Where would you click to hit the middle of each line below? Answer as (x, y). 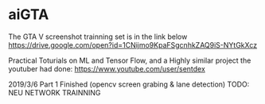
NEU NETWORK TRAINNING (55, 92)
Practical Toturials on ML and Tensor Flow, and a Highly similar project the (130, 60)
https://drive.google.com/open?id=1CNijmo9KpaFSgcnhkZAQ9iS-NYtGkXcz (132, 44)
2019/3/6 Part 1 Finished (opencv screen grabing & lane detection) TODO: (129, 84)
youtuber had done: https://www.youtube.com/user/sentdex (107, 68)
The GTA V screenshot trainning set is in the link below (98, 37)
